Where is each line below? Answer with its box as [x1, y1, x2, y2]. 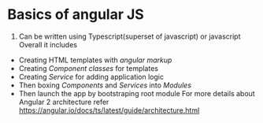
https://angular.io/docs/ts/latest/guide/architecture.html [18, 105, 200, 115]
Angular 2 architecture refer [18, 97, 109, 106]
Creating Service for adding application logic [18, 72, 165, 81]
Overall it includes [18, 39, 78, 49]
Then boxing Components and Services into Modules [18, 80, 192, 90]
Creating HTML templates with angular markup [18, 55, 172, 65]
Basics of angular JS [7, 6, 145, 24]
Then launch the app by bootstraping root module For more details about [18, 88, 255, 98]
